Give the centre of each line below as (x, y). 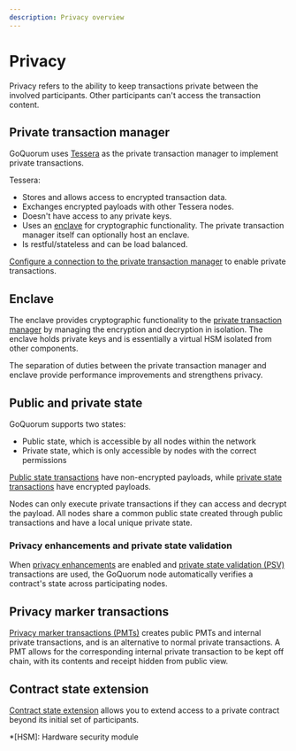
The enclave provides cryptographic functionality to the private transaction (146, 321)
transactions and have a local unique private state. (101, 523)
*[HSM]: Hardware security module (74, 737)
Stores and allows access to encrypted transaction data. (125, 197)
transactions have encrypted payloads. (80, 487)
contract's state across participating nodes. (88, 584)
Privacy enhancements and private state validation (121, 546)
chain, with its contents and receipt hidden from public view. (119, 662)
